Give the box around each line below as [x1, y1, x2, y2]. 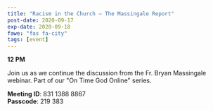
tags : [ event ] [7, 36, 49, 43]
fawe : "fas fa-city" [7, 29, 68, 37]
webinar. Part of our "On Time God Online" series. [7, 76, 152, 84]
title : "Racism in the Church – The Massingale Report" [7, 10, 174, 17]
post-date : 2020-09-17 [7, 17, 74, 24]
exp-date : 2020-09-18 [7, 23, 71, 30]
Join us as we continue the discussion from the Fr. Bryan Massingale [7, 69, 207, 77]
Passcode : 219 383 [7, 97, 64, 105]
